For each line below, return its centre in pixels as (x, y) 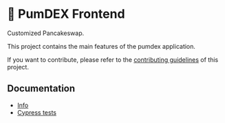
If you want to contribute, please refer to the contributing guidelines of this (113, 59)
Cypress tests (37, 112)
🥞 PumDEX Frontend (66, 14)
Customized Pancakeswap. (46, 33)
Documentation (41, 89)
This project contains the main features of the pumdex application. (101, 46)
